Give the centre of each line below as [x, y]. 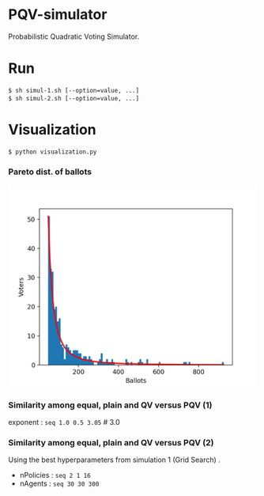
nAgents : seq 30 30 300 [59, 483]
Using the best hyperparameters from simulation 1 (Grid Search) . [115, 460]
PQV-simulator [58, 15]
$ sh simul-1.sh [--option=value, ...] [74, 90]
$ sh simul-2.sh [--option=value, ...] [74, 98]
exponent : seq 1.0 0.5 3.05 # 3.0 [64, 422]
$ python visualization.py [53, 152]
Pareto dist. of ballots [50, 172]
